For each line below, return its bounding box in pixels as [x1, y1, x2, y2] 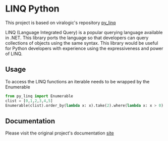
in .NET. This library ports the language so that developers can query [5, 35, 149, 41]
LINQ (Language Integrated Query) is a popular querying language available [5, 29, 163, 35]
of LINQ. [5, 51, 23, 57]
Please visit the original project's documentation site [5, 130, 115, 136]
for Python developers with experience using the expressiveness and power [5, 45, 163, 51]
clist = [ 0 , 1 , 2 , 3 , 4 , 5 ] [5, 98, 53, 103]
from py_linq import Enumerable [5, 93, 73, 98]
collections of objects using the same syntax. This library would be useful [5, 40, 158, 46]
